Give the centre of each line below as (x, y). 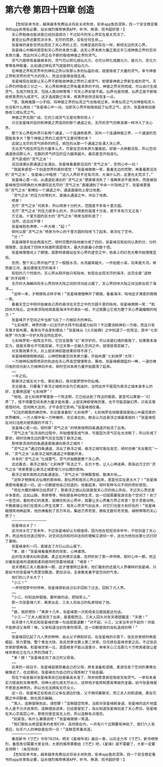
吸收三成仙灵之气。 (21, 112)
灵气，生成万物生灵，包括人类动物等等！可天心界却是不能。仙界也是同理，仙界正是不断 (79, 92)
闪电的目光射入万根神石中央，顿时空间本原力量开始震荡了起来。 (59, 367)
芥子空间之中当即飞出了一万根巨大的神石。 (59, 320)
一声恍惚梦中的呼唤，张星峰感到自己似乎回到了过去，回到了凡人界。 (69, 588)
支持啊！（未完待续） (23, 749)
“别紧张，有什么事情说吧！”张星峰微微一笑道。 (52, 719)
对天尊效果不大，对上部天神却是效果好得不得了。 (53, 351)
